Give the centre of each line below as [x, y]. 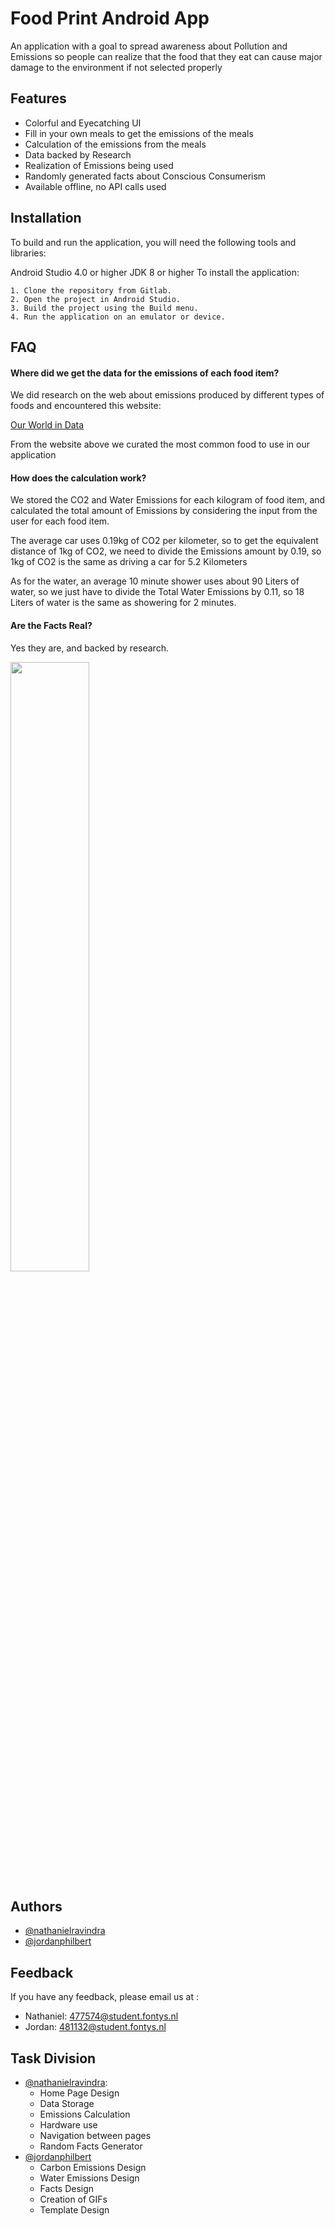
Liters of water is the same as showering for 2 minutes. [123, 603]
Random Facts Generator [91, 2146]
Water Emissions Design [89, 2178]
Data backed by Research [78, 154]
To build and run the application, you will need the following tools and [153, 242]
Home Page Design [79, 2093]
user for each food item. [60, 521]
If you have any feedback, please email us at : [104, 1997]
